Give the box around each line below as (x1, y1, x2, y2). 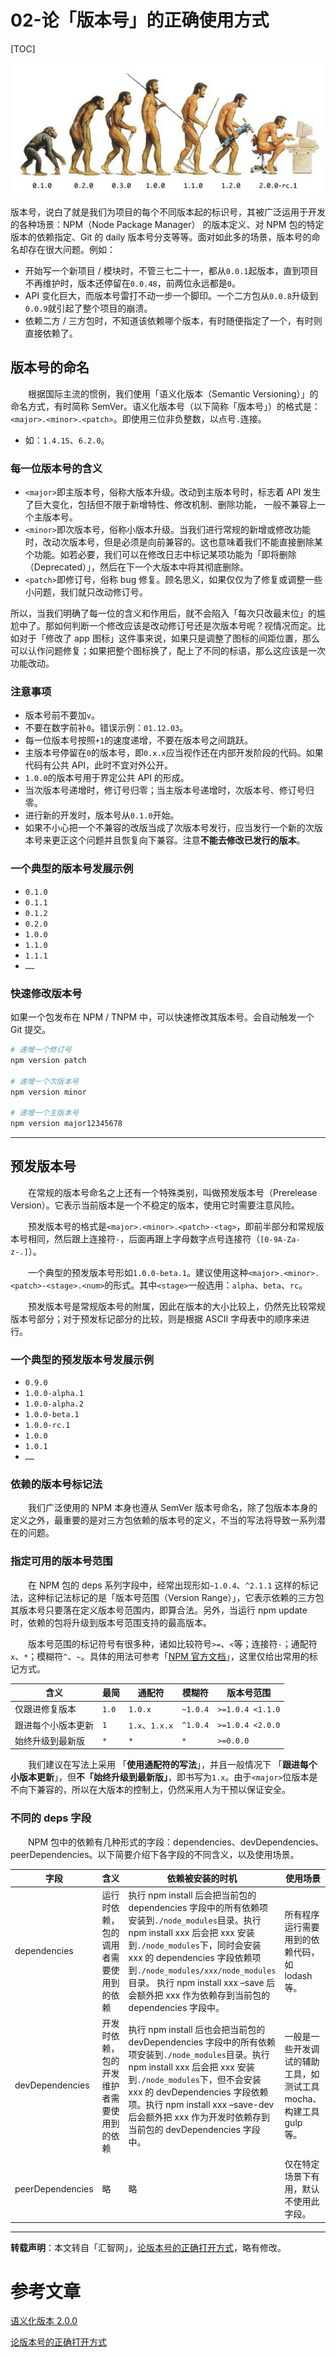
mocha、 (284, 2093, 322, 2105)
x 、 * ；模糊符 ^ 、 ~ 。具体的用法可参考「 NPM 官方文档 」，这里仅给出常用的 (10, 1650, 310, 1662)
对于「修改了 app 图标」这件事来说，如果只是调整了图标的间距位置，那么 (18, 632, 320, 645)
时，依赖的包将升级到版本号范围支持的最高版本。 (10, 1616, 212, 1628)
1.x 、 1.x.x (128, 1719, 174, 1731)
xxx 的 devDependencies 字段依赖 (128, 2086, 269, 2098)
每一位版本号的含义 (10, 461, 103, 475)
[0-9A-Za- (259, 1234, 301, 1245)
